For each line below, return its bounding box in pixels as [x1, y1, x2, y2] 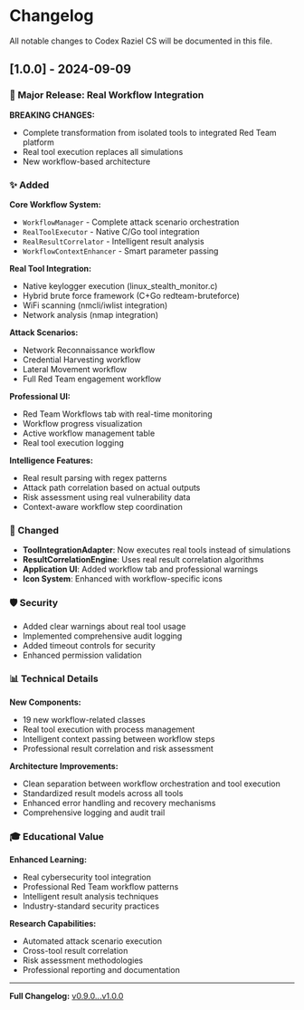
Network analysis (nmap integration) [22, 309, 159, 320]
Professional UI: [9, 390, 71, 401]
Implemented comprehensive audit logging [22, 630, 183, 641]
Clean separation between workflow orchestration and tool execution [22, 778, 280, 789]
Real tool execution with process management [22, 724, 195, 735]
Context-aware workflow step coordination [22, 501, 183, 512]
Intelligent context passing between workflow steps [22, 733, 215, 744]
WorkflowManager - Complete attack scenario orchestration [22, 216, 240, 227]
